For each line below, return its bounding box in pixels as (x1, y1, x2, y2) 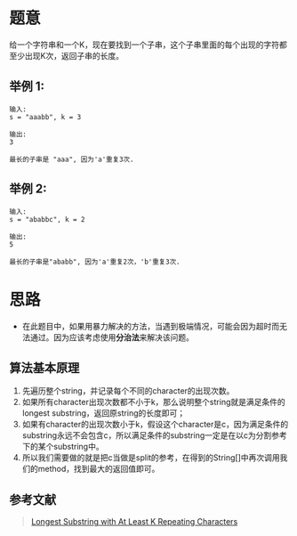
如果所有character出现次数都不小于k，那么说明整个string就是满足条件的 (21, 397, 286, 408)
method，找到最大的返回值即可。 (37, 464, 160, 475)
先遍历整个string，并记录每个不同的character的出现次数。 (21, 386, 235, 396)
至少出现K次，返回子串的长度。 (9, 50, 124, 61)
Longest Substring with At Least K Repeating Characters (30, 516, 238, 527)
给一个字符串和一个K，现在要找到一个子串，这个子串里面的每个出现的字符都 (9, 39, 287, 50)
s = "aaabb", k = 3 (9, 112, 82, 121)
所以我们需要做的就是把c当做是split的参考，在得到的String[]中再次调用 (21, 452, 280, 463)
